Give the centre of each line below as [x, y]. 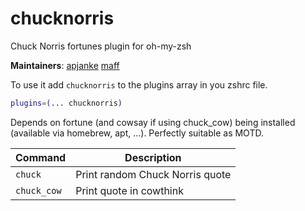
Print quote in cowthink [129, 190]
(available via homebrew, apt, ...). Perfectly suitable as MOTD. [137, 133]
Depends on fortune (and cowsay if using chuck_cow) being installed [153, 122]
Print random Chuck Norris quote [153, 174]
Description [153, 157]
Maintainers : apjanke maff [65, 65]
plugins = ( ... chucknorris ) [66, 103]
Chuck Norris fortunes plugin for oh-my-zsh [101, 46]
